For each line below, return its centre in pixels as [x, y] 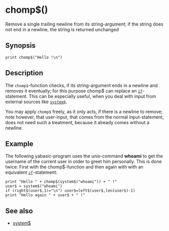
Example [19, 144]
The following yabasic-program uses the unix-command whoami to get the [84, 156]
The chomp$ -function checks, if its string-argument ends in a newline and [81, 85]
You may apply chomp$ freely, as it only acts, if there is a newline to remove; [84, 111]
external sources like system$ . [36, 102]
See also [19, 211]
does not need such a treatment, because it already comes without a [77, 122]
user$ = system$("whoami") [34, 186]
